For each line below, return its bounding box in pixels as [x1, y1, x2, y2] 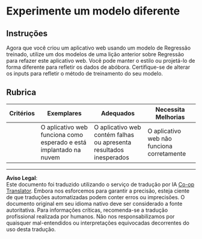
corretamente [147, 149, 186, 158]
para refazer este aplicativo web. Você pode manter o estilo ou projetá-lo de [6, 57, 195, 64]
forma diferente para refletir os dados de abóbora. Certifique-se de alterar [6, 63, 191, 71]
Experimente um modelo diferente [6, 4, 180, 18]
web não [147, 134, 173, 142]
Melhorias [155, 113, 185, 121]
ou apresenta [94, 138, 132, 146]
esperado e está [40, 138, 87, 146]
